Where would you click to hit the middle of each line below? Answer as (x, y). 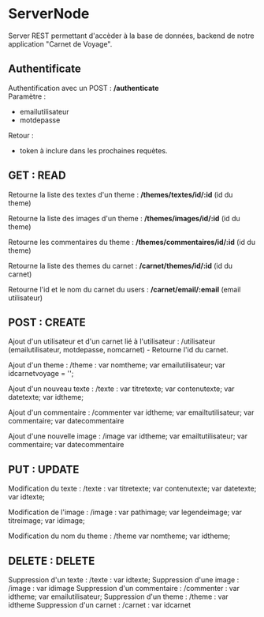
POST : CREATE (47, 322)
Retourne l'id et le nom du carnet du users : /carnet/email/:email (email (125, 289)
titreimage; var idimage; (46, 521)
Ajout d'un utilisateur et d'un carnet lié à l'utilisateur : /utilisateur (112, 341)
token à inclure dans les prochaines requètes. (93, 150)
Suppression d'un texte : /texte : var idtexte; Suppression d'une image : (124, 580)
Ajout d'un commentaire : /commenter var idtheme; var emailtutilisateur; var (131, 412)
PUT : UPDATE (44, 470)
